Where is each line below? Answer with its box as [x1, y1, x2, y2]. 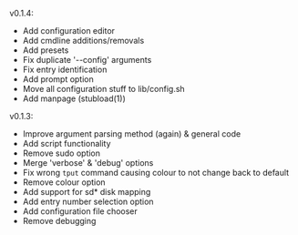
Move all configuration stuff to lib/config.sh [22, 84, 185, 94]
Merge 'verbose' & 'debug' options [22, 158, 154, 168]
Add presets [22, 45, 69, 56]
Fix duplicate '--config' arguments [22, 55, 152, 65]
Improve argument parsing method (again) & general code [22, 128, 241, 139]
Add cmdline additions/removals [22, 36, 145, 46]
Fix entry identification [22, 64, 108, 75]
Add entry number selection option [22, 196, 154, 207]
